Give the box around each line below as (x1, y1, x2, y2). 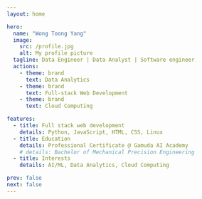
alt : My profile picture (19, 50, 93, 57)
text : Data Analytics (25, 76, 90, 83)
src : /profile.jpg (19, 43, 74, 50)
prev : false (6, 175, 42, 182)
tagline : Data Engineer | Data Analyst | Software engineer (13, 56, 195, 64)
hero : (6, 23, 23, 31)
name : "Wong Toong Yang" (13, 30, 87, 37)
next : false (6, 181, 42, 188)
